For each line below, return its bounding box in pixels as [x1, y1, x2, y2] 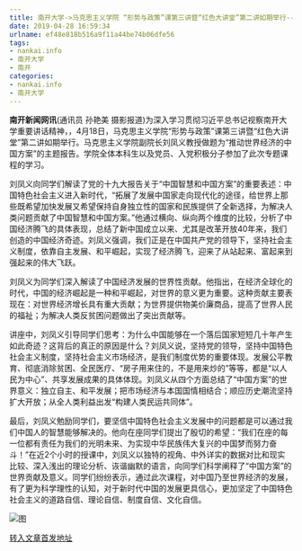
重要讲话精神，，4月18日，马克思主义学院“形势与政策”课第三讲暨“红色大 [16, 125, 281, 136]
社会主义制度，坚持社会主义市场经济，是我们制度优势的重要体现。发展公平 [9, 351, 285, 362]
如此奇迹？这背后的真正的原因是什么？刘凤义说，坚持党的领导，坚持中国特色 [9, 340, 293, 351]
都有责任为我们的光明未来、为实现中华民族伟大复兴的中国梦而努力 [24, 438, 270, 449]
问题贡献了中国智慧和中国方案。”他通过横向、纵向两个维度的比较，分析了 [16, 212, 285, 223]
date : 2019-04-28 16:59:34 [9, 22, 111, 31]
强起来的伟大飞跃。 [9, 257, 81, 268]
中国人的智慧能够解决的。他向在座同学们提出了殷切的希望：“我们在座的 [16, 426, 281, 437]
